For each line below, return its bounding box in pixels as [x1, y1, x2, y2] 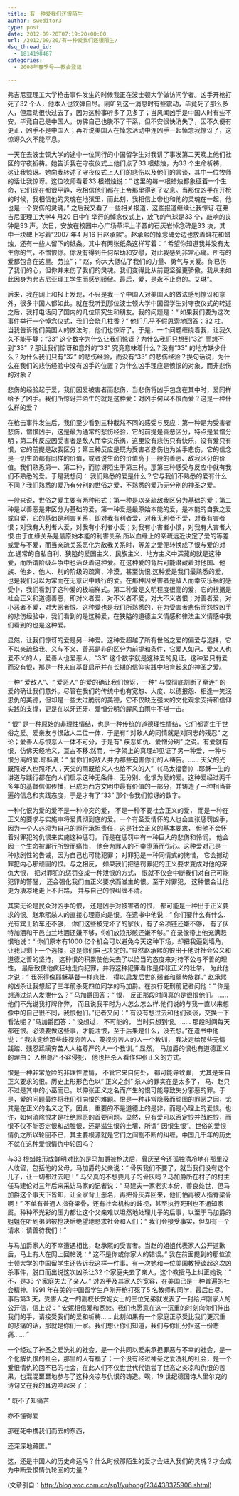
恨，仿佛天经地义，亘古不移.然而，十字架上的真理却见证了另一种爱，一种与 [7, 746, 228, 754]
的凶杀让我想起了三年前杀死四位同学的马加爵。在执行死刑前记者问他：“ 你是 [7, 981, 230, 990]
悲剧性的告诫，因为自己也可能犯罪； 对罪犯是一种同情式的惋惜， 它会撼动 [13, 850, 229, 859]
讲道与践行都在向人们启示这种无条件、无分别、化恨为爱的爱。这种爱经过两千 [7, 773, 232, 782]
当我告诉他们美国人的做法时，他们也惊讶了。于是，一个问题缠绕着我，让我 [7, 325, 225, 334]
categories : [7, 57, 43, 64]
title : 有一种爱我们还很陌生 [7, 10, 83, 18]
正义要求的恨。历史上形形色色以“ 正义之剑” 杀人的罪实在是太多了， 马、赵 [7, 1077, 224, 1085]
